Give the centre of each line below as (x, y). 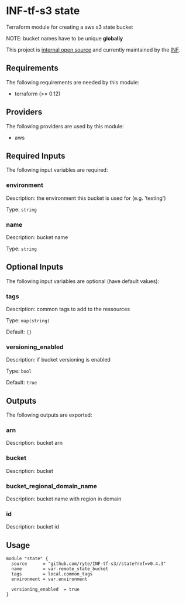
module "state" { (27, 559)
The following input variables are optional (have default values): (83, 281)
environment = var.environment (49, 579)
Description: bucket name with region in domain (64, 499)
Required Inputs (36, 156)
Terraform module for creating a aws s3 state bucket (70, 27)
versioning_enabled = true (46, 590)
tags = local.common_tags (52, 574)
